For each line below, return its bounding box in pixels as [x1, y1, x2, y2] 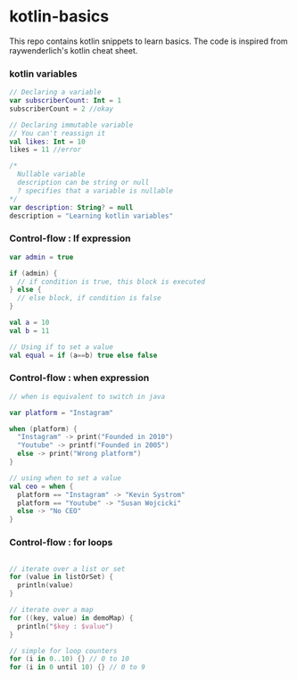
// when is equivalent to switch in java [9, 392, 166, 401]
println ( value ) [17, 581, 74, 590]
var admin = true [9, 253, 74, 261]
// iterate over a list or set [9, 564, 126, 573]
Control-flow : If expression [9, 232, 131, 245]
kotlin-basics [9, 6, 110, 27]
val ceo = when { [9, 482, 74, 491]
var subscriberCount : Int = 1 [9, 96, 122, 105]
